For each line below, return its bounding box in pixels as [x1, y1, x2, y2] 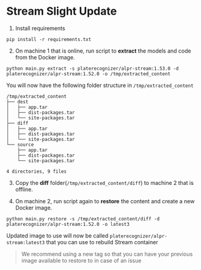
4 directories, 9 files [6, 168, 67, 174]
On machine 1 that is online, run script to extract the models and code [15, 47, 191, 54]
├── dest [6, 99, 29, 105]
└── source [6, 141, 34, 148]
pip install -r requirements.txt [6, 36, 92, 42]
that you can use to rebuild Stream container [46, 238, 158, 246]
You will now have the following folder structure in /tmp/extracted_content [6, 81, 194, 89]
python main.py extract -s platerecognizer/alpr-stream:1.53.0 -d [6, 66, 179, 72]
